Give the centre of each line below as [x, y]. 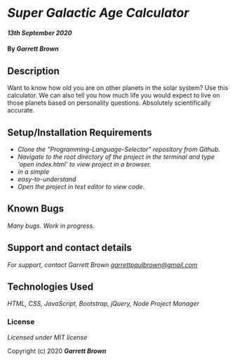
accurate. [21, 110]
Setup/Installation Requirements [80, 132]
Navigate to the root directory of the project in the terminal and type [116, 157]
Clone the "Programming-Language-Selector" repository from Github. [119, 149]
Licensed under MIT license [47, 337]
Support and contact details [69, 248]
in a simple [33, 172]
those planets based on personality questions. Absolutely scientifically [109, 103]
